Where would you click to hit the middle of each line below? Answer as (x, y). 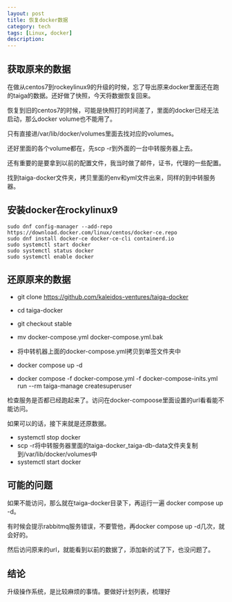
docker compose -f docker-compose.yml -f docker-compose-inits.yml (117, 378)
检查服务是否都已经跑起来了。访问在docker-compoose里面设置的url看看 (110, 400)
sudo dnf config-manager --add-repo (60, 226)
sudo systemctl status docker (51, 251)
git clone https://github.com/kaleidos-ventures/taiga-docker (103, 297)
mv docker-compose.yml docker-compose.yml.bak (90, 337)
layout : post (26, 13)
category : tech (29, 26)
